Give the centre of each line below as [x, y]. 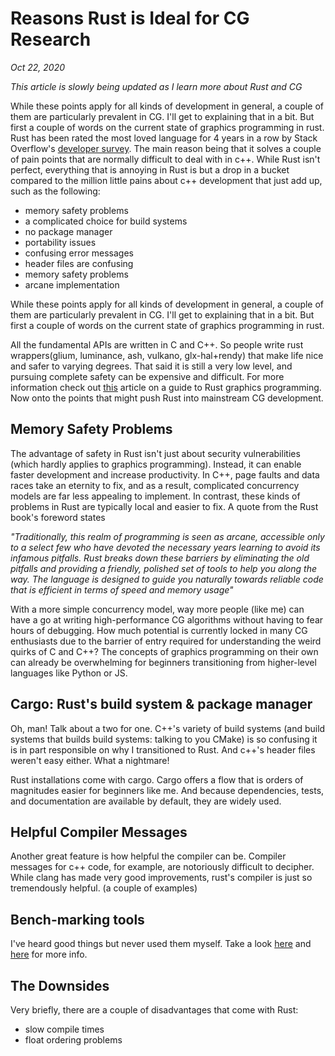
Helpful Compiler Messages [99, 832]
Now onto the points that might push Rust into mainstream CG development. [167, 398]
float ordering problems [73, 1040]
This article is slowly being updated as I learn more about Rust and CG [156, 86]
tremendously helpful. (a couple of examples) [104, 888]
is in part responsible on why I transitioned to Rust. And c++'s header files [163, 749]
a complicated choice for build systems [106, 221]
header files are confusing [79, 263]
